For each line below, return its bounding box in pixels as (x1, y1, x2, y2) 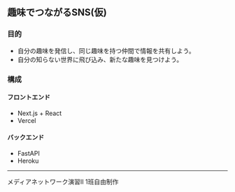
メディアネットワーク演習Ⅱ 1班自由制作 (7, 177, 119, 186)
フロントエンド (7, 93, 50, 101)
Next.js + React (17, 109, 62, 117)
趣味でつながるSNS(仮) (7, 6, 107, 19)
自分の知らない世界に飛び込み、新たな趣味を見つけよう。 (17, 55, 183, 64)
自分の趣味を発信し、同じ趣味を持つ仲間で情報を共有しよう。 (17, 46, 195, 54)
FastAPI (17, 149, 40, 158)
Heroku (17, 156, 39, 165)
